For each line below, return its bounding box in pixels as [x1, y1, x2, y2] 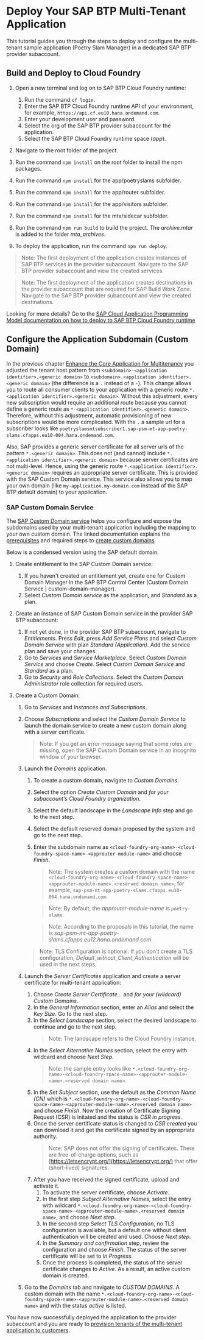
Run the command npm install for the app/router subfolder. [15, 188, 166, 196]
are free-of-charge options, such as [48, 1150, 139, 1158]
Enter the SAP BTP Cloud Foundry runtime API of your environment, [24, 102, 194, 110]
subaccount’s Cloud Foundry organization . [33, 795, 141, 802]
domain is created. [42, 1272, 90, 1279]
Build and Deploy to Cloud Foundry [6, 68, 141, 79]
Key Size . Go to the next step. [33, 1010, 108, 1017]
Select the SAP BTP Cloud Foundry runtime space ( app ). [24, 135, 166, 142]
